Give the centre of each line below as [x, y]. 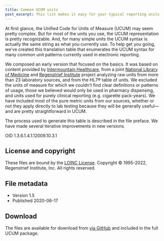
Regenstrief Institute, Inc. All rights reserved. [50, 168]
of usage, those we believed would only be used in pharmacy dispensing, [80, 90]
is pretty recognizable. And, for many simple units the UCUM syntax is [76, 39]
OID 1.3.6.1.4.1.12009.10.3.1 [31, 136]
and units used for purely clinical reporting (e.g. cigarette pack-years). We [80, 95]
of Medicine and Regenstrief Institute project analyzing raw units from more [82, 74]
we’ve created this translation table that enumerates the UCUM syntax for [80, 49]
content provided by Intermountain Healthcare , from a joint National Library [82, 69]
